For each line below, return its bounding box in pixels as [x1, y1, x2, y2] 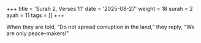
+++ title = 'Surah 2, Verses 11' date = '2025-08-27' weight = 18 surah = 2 [6, 5, 193, 12]
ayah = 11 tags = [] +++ [6, 12, 65, 19]
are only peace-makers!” [6, 30, 69, 37]
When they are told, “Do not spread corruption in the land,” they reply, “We [6, 24, 195, 30]
